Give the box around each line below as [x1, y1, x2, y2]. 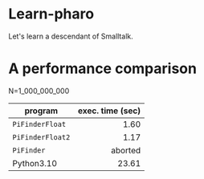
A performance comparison [8, 59, 197, 78]
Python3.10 [12, 157, 58, 169]
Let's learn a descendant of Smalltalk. [8, 31, 134, 41]
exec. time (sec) [77, 105, 141, 116]
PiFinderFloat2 [12, 132, 71, 141]
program [24, 105, 59, 116]
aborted [111, 144, 141, 156]
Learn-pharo [8, 5, 95, 23]
